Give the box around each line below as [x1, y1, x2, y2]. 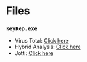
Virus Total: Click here [14, 37, 69, 44]
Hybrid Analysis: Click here [14, 43, 81, 51]
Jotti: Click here [14, 50, 53, 57]
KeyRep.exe [6, 25, 37, 32]
